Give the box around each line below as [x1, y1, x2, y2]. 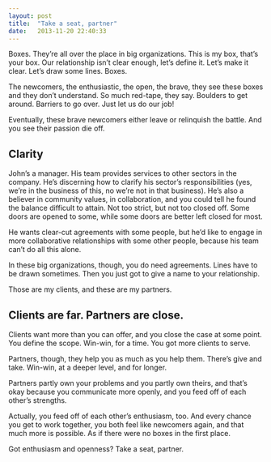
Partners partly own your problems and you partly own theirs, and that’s [8, 379, 248, 387]
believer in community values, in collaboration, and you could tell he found [8, 195, 256, 204]
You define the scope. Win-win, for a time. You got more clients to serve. [8, 338, 251, 348]
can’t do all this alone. [8, 245, 82, 255]
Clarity [8, 147, 44, 160]
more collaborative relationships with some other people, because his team [8, 236, 259, 246]
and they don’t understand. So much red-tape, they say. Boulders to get [8, 91, 248, 101]
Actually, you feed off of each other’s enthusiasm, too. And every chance [8, 411, 252, 421]
